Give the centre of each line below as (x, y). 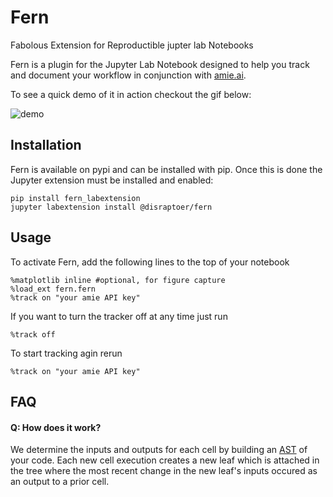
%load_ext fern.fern (53, 289)
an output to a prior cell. (60, 482)
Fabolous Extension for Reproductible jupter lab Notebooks (132, 45)
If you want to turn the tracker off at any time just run (119, 316)
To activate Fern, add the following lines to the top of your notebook (150, 262)
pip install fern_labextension (75, 198)
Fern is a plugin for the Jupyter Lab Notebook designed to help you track (160, 64)
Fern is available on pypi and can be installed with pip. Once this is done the (166, 169)
